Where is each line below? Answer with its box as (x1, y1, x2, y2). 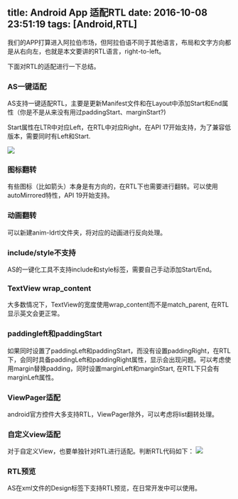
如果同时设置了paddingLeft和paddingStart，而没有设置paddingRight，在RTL (7, 346, 231, 355)
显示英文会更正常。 (7, 309, 64, 318)
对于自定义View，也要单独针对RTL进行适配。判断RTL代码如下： (7, 447, 195, 456)
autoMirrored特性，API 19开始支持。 (7, 191, 114, 200)
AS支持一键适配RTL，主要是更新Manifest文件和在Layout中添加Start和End (7, 99, 222, 108)
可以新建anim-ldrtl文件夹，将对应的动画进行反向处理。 (7, 228, 167, 237)
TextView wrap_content (7, 283, 92, 293)
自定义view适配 (7, 429, 61, 439)
